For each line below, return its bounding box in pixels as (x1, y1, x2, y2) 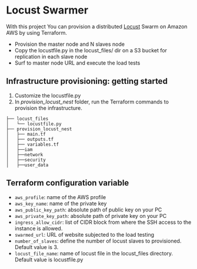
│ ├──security (6, 157, 46, 163)
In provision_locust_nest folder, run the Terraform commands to (14, 98, 169, 105)
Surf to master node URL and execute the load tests (14, 59, 141, 66)
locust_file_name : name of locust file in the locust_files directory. (14, 250, 173, 257)
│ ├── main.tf (6, 131, 46, 137)
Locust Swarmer (6, 4, 89, 17)
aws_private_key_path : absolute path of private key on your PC (14, 212, 167, 219)
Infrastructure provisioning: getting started (6, 76, 168, 86)
